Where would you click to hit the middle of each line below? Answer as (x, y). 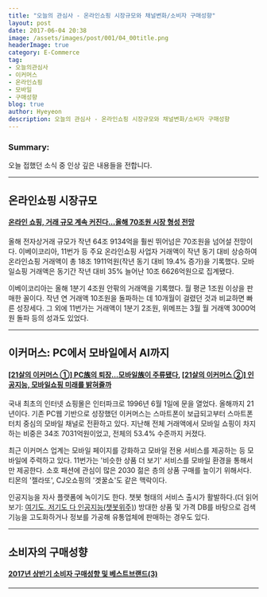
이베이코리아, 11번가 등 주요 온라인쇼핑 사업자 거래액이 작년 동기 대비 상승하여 (138, 251)
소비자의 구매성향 (48, 552)
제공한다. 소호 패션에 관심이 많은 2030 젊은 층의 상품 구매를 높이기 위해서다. (134, 470)
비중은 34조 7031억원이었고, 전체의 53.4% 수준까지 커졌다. (114, 434)
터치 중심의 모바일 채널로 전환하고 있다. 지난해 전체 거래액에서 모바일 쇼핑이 (125, 423)
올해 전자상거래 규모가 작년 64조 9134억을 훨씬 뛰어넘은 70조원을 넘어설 (120, 241)
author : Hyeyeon (35, 112)
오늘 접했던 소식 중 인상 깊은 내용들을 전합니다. (80, 166)
